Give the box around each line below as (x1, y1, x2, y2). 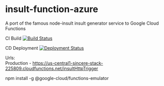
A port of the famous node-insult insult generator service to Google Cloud (5, 20, 159, 26)
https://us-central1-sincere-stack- (32, 60, 103, 66)
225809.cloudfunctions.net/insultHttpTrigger (5, 65, 98, 71)
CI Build (5, 35, 22, 41)
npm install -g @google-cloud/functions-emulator (5, 75, 109, 81)
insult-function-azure (5, 4, 98, 15)
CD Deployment (5, 45, 38, 51)
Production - (5, 60, 32, 66)
